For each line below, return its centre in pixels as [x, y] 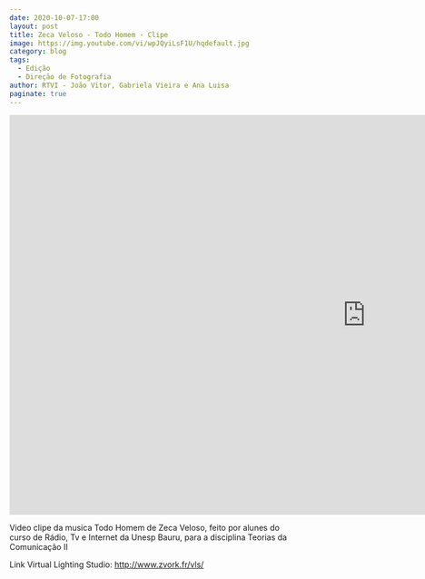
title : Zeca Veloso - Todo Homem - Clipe [89, 34]
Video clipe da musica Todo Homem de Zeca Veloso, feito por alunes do [144, 527]
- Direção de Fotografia [64, 77]
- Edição [34, 69]
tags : [20, 60]
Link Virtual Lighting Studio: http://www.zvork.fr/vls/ [107, 564]
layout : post [34, 26]
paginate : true [38, 93]
